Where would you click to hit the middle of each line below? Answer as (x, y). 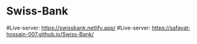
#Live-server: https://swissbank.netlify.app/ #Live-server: (78, 28)
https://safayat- (171, 28)
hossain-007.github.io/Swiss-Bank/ (50, 34)
